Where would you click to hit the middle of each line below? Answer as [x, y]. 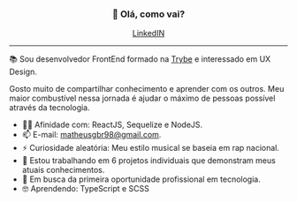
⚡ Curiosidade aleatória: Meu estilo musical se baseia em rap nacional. [151, 148]
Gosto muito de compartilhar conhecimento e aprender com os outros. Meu [147, 89]
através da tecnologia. [49, 108]
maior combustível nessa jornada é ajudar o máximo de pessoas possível [142, 98]
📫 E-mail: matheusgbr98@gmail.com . [91, 135]
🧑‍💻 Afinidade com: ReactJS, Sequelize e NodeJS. [112, 125]
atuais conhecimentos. [63, 170]
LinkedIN [148, 34]
